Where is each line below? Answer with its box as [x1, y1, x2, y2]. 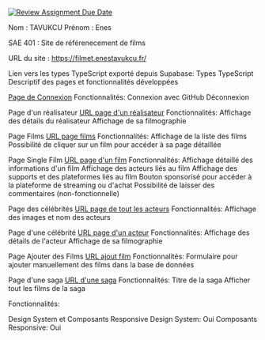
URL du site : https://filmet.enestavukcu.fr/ [8, 54, 147, 62]
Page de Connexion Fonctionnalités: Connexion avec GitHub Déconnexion [8, 93, 250, 102]
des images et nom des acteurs [8, 213, 111, 221]
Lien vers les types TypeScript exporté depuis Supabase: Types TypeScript [8, 69, 254, 78]
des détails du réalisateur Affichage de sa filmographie [8, 116, 187, 126]
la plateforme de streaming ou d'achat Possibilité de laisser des [8, 180, 215, 190]
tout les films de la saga [8, 284, 85, 293]
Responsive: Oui [8, 323, 62, 332]
